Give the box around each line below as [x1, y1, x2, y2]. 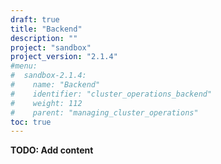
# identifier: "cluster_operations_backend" [10, 89, 213, 99]
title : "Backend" [10, 24, 83, 34]
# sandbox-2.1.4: [10, 71, 87, 81]
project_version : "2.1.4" [10, 52, 118, 62]
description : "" [10, 33, 78, 43]
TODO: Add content [10, 144, 94, 156]
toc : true [10, 117, 52, 127]
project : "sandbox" [10, 42, 92, 53]
